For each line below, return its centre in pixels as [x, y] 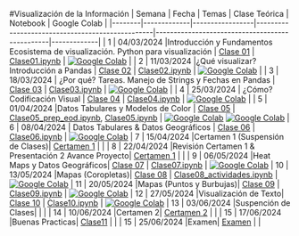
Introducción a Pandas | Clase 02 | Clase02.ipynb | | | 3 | [144, 70]
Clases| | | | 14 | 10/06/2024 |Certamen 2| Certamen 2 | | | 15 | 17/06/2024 [145, 212]
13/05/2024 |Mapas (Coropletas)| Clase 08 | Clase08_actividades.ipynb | [144, 175]
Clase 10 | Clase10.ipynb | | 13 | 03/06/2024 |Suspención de [150, 203]
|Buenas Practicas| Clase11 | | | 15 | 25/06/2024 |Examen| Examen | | [135, 222]
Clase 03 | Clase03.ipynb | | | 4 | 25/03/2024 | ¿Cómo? [141, 90]
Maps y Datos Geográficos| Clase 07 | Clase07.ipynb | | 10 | [149, 165]
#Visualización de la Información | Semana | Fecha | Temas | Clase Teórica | [149, 14]
